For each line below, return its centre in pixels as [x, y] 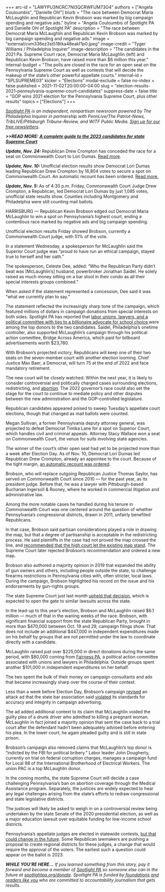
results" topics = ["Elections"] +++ [41, 101]
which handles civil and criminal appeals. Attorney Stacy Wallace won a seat [83, 433]
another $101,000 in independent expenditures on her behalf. [67, 667]
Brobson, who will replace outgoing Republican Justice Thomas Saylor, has [82, 474]
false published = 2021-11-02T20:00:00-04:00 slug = [60, 86]
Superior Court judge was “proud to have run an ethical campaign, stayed [80, 251]
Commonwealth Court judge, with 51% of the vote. [56, 237]
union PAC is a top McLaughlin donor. [43, 768]
